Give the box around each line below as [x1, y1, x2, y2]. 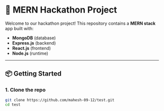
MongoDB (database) [12, 35, 56, 41]
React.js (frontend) [12, 45, 51, 51]
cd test [5, 102, 21, 107]
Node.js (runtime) [12, 50, 48, 56]
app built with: [5, 25, 34, 31]
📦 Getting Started [5, 70, 62, 78]
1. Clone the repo [5, 87, 46, 94]
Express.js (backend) [12, 40, 56, 46]
